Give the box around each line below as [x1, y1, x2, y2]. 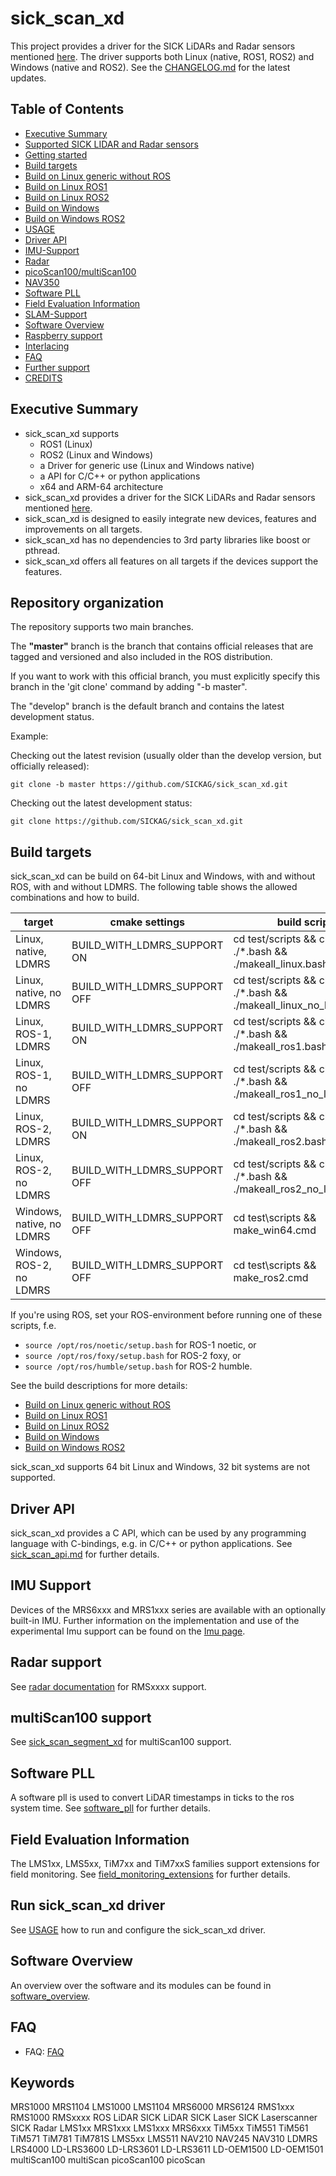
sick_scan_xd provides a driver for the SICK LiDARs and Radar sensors [24, 491, 316, 503]
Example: [10, 730, 49, 742]
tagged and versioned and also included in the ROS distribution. [10, 651, 273, 663]
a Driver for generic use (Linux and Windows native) [39, 459, 255, 471]
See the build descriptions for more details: [10, 1380, 188, 1392]
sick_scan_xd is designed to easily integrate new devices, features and [24, 512, 317, 524]
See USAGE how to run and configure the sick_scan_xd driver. [10, 1923, 267, 1936]
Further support [24, 361, 90, 373]
